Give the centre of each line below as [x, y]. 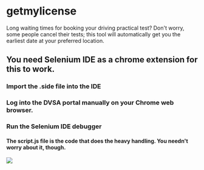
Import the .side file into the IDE [54, 87]
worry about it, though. [36, 147]
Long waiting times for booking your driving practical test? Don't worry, [95, 28]
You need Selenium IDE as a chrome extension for [102, 60]
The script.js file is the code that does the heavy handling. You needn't [97, 141]
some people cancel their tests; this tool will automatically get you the [93, 34]
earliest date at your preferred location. [55, 41]
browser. [20, 110]
